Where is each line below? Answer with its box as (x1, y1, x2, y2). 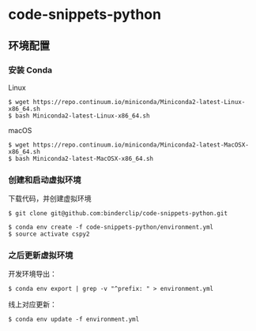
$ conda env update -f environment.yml (8, 315, 140, 324)
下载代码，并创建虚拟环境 (8, 194, 92, 203)
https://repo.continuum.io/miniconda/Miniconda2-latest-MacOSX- (32, 140, 249, 149)
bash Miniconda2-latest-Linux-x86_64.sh (15, 112, 150, 120)
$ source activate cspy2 (8, 230, 90, 238)
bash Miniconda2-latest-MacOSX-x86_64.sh (15, 154, 154, 162)
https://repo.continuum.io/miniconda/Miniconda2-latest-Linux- (32, 98, 246, 106)
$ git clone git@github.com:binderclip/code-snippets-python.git (8, 210, 228, 218)
